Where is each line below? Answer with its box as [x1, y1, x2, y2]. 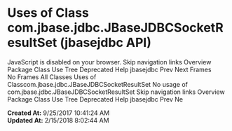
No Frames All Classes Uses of [7, 72, 97, 81]
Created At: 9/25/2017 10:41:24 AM [7, 109, 110, 117]
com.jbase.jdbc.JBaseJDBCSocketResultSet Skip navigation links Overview [7, 88, 226, 96]
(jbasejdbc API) [59, 35, 152, 50]
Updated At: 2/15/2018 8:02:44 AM [7, 116, 110, 124]
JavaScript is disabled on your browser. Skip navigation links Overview [7, 57, 212, 66]
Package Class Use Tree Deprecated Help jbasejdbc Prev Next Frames [7, 65, 212, 74]
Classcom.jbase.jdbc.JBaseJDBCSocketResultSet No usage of [7, 80, 188, 88]
